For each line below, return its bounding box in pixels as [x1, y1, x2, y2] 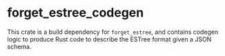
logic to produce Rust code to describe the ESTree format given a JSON [7, 35, 212, 43]
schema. [7, 42, 32, 50]
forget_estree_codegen [7, 5, 144, 21]
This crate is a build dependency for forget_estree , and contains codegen [7, 28, 219, 36]
